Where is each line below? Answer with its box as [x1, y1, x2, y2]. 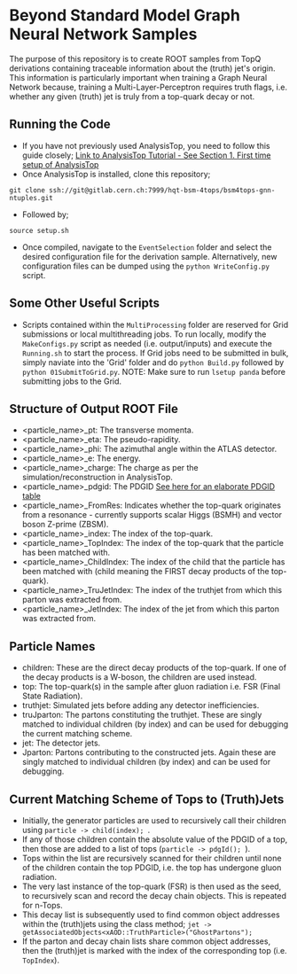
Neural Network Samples [9, 24, 198, 44]
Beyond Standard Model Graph [9, 5, 241, 26]
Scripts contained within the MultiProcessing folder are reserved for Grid [21, 319, 289, 330]
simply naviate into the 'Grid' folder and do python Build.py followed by [21, 356, 285, 368]
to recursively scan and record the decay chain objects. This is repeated [21, 891, 286, 900]
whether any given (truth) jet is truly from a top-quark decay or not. [9, 90, 255, 102]
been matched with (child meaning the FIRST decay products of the [21, 566, 270, 577]
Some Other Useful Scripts [9, 296, 160, 311]
